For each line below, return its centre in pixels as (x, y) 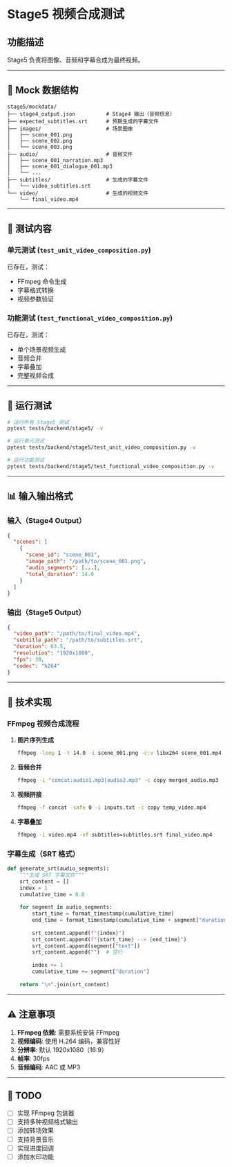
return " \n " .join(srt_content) (65, 984)
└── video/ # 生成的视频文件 (78, 193)
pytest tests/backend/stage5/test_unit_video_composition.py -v (101, 447)
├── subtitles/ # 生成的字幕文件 (78, 180)
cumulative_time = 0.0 (52, 894)
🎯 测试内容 (29, 229)
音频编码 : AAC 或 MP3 (49, 1067)
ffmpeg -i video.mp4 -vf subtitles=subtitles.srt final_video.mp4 (115, 835)
